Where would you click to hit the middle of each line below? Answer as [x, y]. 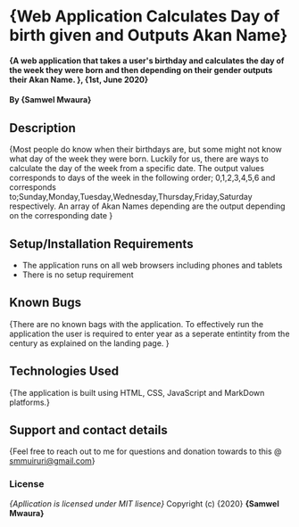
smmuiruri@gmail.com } [52, 461]
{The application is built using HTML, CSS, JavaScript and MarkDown [137, 392]
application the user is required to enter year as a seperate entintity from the [149, 333]
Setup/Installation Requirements [101, 244]
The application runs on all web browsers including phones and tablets [152, 265]
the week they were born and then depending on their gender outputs [141, 70]
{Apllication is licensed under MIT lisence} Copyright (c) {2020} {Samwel [144, 503]
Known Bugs [46, 303]
